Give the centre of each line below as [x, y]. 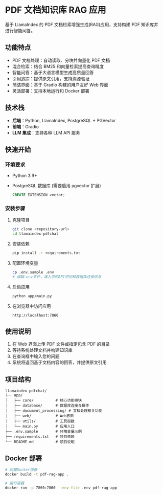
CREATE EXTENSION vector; [38, 195]
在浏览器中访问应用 [32, 306]
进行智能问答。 [20, 30]
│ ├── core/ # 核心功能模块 [44, 401]
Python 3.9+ [25, 176]
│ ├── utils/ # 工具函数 [40, 421]
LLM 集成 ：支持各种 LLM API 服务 [46, 133]
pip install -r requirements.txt [46, 253]
